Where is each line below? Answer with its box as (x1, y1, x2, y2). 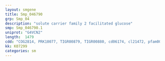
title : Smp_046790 (5, 12, 43, 17)
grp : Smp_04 (5, 16, 29, 21)
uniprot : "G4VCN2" (5, 30, 43, 35)
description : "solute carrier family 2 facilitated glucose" (5, 21, 133, 26)
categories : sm (5, 48, 36, 53)
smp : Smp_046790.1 (5, 26, 43, 30)
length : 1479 (5, 35, 34, 40)
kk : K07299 (5, 44, 27, 49)
